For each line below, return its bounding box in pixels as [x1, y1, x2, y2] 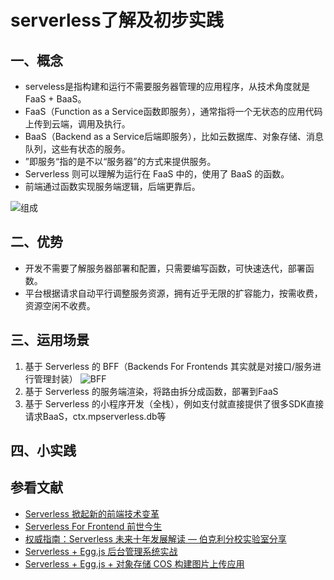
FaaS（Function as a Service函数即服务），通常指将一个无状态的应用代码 [24, 106, 323, 117]
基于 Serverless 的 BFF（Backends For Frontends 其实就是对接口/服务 [24, 360, 313, 372]
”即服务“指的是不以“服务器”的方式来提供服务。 [24, 156, 217, 167]
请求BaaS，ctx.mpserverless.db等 [24, 410, 167, 422]
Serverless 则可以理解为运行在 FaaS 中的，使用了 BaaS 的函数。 [24, 168, 290, 180]
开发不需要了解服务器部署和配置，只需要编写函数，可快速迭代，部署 [24, 262, 306, 274]
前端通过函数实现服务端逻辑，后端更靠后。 [24, 181, 201, 192]
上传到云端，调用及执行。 [24, 118, 131, 130]
